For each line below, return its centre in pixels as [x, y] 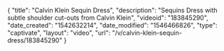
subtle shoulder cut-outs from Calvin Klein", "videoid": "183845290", [108, 18]
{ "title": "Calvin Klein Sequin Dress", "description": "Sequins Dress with [113, 10]
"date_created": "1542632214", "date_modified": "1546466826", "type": [113, 25]
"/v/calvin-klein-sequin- [147, 33]
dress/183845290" [35, 40]
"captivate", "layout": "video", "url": [59, 33]
